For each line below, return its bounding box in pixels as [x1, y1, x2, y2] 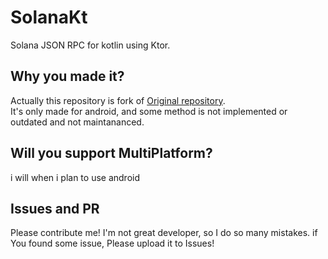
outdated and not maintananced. [10, 116, 145, 128]
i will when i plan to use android [10, 171, 141, 183]
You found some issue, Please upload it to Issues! [10, 237, 215, 250]
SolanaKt [10, 6, 88, 29]
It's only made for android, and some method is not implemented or [10, 105, 288, 117]
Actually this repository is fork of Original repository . [10, 94, 226, 106]
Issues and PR [10, 200, 100, 217]
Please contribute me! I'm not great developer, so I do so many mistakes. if [10, 227, 318, 239]
